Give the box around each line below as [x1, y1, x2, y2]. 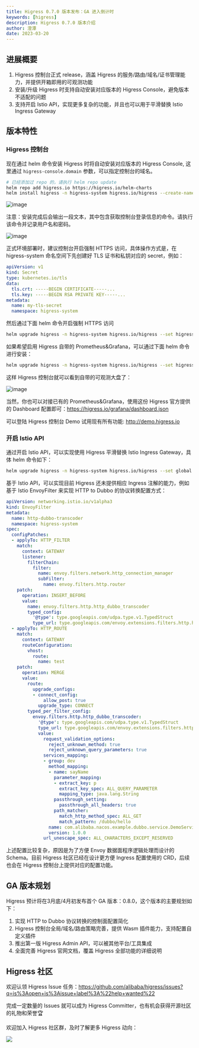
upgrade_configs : [32, 686, 76, 692]
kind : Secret [6, 269, 38, 276]
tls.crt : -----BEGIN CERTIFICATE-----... [11, 286, 115, 292]
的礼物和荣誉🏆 [6, 1009, 43, 1017]
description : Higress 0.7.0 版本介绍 [6, 20, 96, 26]
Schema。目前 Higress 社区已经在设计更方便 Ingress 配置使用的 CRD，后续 [6, 854, 190, 861]
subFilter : [37, 576, 65, 582]
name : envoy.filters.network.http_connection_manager [37, 570, 174, 576]
